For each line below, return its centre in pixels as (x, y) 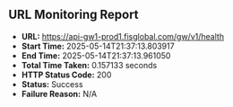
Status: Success (52, 84)
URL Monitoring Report (74, 15)
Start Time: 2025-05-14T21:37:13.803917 (98, 46)
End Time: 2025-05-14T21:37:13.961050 (96, 55)
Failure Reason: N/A (59, 94)
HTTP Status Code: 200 (66, 75)
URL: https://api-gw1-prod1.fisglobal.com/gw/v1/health (123, 36)
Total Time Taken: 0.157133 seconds (89, 65)
